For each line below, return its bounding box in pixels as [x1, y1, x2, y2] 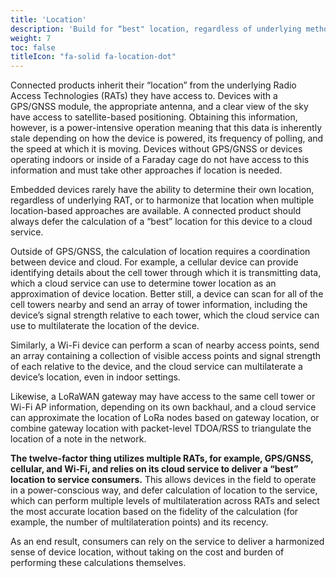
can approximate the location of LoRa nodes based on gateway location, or [10, 412, 320, 424]
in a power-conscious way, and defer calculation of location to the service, [10, 484, 318, 496]
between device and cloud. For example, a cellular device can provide [10, 256, 299, 268]
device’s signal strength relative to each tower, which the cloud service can [10, 309, 320, 321]
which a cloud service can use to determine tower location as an [10, 277, 277, 290]
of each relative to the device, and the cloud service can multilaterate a [10, 361, 303, 373]
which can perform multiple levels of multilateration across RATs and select [10, 495, 320, 507]
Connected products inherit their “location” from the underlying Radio [10, 79, 297, 91]
